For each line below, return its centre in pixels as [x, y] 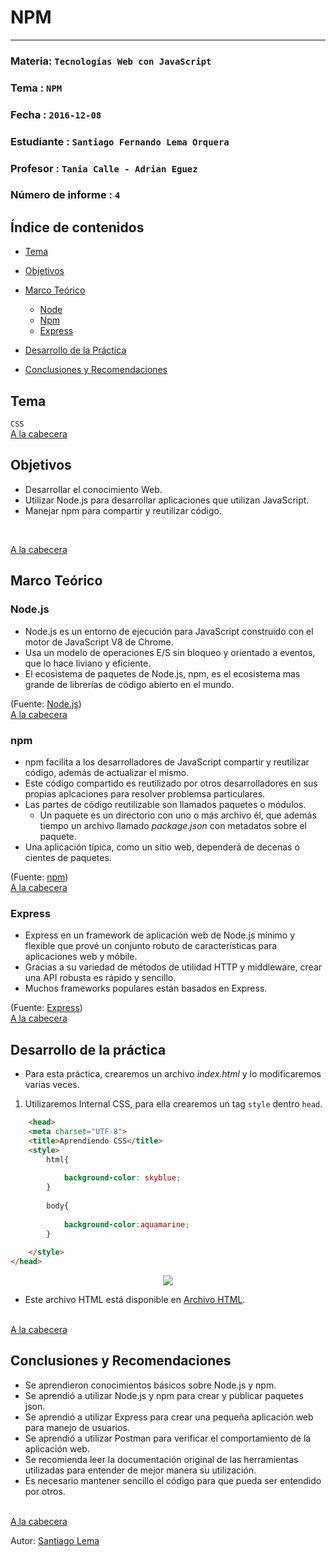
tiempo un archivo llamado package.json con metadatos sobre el [173, 825]
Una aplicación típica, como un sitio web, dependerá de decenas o [162, 847]
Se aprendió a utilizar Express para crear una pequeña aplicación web [169, 1417]
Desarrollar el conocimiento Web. [93, 489]
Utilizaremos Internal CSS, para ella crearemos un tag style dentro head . [173, 1104]
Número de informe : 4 [65, 195]
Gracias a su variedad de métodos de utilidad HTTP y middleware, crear [173, 967]
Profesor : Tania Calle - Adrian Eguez [104, 168]
